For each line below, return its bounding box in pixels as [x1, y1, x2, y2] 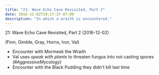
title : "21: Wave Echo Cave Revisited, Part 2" [5, 7, 106, 12]
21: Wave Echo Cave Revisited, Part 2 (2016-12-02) [5, 30, 109, 36]
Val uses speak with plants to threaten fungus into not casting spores [12, 54, 154, 60]
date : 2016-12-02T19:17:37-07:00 [5, 12, 74, 17]
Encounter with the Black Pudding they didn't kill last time [12, 64, 130, 70]
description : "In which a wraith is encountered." [5, 16, 112, 21]
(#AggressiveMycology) [12, 59, 62, 65]
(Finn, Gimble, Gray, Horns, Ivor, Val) [5, 39, 80, 45]
